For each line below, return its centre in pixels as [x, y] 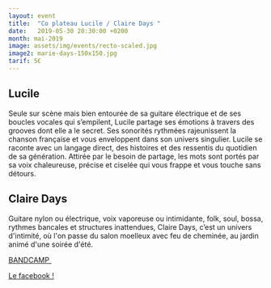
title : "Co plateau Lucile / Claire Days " [85, 23]
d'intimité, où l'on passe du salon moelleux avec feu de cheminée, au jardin [133, 235]
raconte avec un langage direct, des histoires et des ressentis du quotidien [133, 147]
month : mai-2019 [36, 38]
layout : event [32, 16]
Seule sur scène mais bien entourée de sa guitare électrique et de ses [125, 113]
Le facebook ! [32, 275]
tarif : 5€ [25, 61]
